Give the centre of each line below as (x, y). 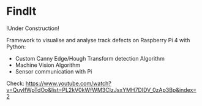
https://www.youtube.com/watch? (69, 83)
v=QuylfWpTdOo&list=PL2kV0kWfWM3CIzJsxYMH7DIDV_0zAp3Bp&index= (102, 89)
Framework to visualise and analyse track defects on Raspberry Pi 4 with (98, 40)
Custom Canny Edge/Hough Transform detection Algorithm (90, 58)
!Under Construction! (33, 28)
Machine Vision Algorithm (48, 65)
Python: (16, 47)
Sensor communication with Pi (54, 71)
